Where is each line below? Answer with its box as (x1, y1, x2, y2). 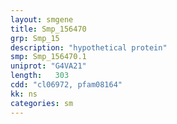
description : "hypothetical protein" (10, 42, 168, 53)
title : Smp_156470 (10, 24, 87, 34)
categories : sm (10, 98, 74, 108)
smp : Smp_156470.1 (10, 52, 87, 62)
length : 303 (10, 71, 70, 81)
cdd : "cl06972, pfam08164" (10, 80, 123, 90)
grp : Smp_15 (10, 33, 60, 43)
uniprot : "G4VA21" (10, 61, 87, 71)
